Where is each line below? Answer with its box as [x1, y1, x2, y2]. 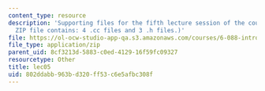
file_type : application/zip [8, 41, 101, 49]
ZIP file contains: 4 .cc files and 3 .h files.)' [15, 26, 185, 34]
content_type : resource [8, 11, 87, 20]
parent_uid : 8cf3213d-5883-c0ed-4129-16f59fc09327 [8, 48, 178, 56]
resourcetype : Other [8, 56, 77, 64]
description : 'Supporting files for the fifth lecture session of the [8, 19, 245, 27]
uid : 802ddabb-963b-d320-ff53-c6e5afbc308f [8, 70, 154, 78]
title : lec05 [8, 63, 51, 71]
